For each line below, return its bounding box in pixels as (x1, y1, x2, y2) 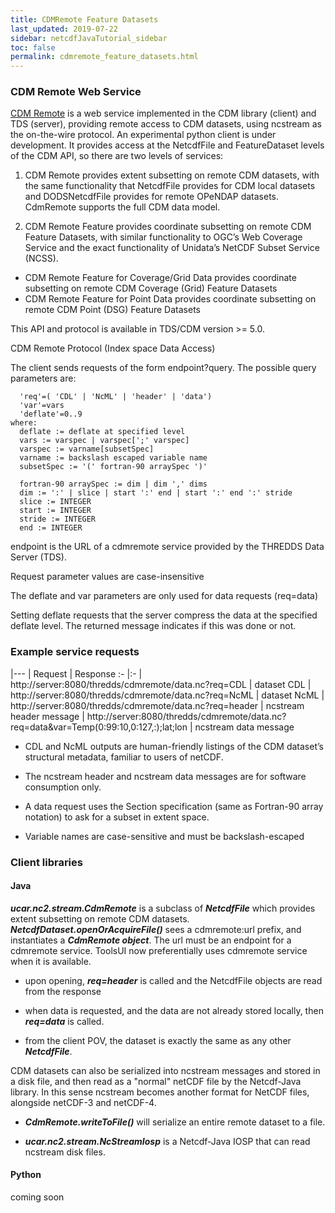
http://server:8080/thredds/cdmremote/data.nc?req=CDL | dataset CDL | (10, 678, 312, 690)
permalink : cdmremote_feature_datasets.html (10, 52, 199, 62)
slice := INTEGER (19, 497, 92, 507)
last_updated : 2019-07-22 (10, 24, 118, 34)
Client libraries (10, 855, 83, 869)
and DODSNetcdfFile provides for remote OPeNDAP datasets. (24, 191, 280, 203)
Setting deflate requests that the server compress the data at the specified (10, 609, 318, 621)
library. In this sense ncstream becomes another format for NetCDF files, (10, 1086, 310, 1098)
